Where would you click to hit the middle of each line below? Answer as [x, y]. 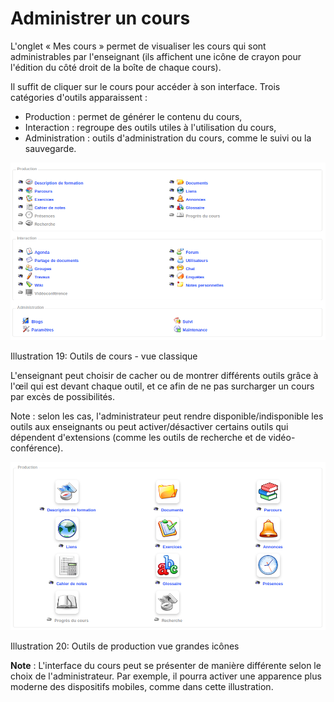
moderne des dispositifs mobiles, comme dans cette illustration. [142, 687]
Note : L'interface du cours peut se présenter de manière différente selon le [166, 666]
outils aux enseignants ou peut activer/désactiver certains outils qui [149, 426]
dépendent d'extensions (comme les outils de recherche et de [138, 437]
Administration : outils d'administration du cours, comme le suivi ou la [168, 138]
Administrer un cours [100, 18]
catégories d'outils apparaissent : [79, 97]
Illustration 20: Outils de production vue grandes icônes [125, 646]
